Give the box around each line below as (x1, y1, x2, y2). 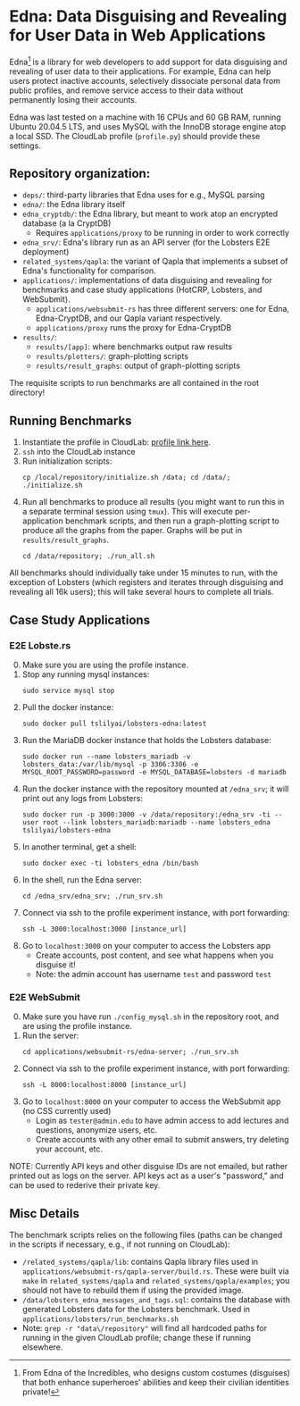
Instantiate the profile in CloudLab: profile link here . (21, 437, 212, 448)
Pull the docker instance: (21, 701, 114, 712)
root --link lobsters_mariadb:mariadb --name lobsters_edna (42, 817, 271, 827)
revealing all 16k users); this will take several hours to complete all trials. (9, 587, 274, 598)
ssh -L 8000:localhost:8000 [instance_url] (21, 1081, 187, 1090)
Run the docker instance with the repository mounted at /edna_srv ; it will (21, 783, 289, 794)
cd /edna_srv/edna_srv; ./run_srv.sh (21, 891, 163, 900)
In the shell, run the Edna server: (21, 874, 143, 885)
